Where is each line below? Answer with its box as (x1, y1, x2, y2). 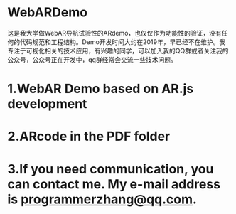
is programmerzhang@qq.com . (7, 191, 198, 207)
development (7, 96, 87, 112)
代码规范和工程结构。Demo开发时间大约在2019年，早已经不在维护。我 (19, 37, 226, 46)
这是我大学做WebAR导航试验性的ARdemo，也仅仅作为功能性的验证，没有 (7, 28, 222, 37)
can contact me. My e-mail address (7, 176, 221, 192)
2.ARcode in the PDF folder (7, 129, 171, 144)
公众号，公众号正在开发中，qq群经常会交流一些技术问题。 (7, 55, 178, 64)
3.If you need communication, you (7, 161, 214, 177)
